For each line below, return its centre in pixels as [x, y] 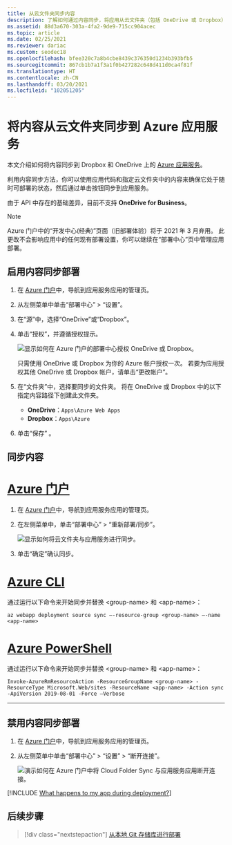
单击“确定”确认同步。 [47, 554]
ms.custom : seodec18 [37, 53]
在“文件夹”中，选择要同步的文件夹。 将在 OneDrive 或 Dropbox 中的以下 [119, 386]
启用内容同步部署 [43, 272]
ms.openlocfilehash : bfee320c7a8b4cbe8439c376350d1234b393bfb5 [100, 59]
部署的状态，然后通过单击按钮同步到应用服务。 [86, 188]
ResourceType [26, 688]
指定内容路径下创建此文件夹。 [59, 395]
